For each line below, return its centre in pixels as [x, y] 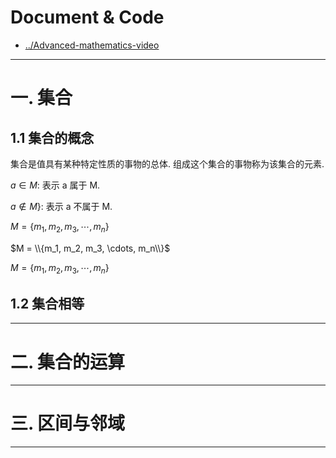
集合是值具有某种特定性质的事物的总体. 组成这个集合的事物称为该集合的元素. [167, 163]
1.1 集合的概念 [52, 137]
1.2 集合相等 [47, 303]
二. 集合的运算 [68, 362]
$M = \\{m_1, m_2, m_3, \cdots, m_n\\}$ [90, 248]
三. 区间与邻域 [68, 423]
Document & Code [87, 17]
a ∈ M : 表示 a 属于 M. [55, 185]
